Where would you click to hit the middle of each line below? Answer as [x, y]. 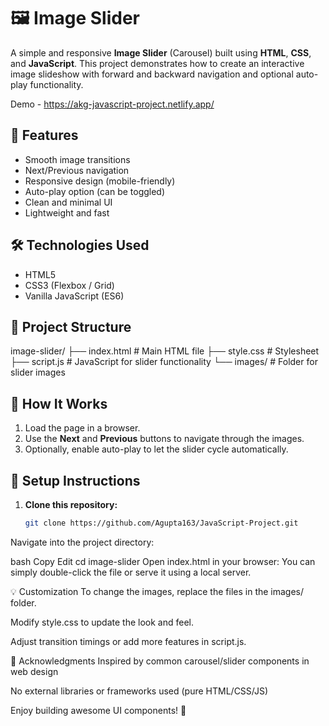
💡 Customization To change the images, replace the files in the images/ [157, 591]
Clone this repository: [71, 504]
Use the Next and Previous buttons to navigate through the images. [164, 439]
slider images [38, 372]
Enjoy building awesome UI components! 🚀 [98, 710]
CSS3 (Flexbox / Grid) [69, 285]
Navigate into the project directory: [82, 542]
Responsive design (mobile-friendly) [100, 181]
